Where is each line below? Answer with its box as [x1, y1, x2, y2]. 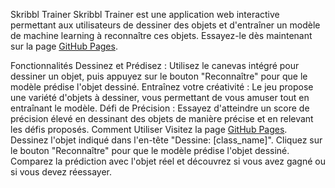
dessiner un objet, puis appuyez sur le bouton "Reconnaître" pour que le [10, 70, 308, 82]
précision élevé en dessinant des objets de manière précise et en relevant [10, 113, 314, 124]
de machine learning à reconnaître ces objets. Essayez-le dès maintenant [10, 30, 313, 41]
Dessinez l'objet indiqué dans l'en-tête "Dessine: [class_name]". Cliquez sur [10, 134, 323, 146]
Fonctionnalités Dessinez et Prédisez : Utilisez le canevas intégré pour [10, 60, 300, 71]
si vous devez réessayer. [10, 166, 112, 178]
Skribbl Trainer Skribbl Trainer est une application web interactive [10, 9, 280, 20]
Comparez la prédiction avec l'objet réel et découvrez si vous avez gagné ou [10, 155, 326, 167]
